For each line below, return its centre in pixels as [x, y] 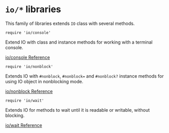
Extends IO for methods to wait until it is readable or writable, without [78, 110]
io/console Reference [28, 57]
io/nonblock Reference [29, 91]
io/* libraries [33, 9]
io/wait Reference [24, 125]
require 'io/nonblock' [29, 66]
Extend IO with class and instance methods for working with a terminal [79, 42]
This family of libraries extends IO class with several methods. [70, 23]
